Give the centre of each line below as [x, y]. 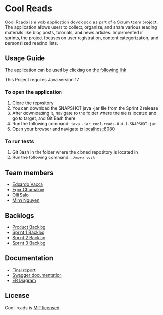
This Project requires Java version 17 [42, 79]
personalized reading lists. [31, 43]
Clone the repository [33, 103]
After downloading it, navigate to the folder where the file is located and [84, 113]
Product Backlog [29, 227]
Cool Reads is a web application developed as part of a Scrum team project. [81, 22]
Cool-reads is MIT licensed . [33, 307]
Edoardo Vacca [27, 184]
